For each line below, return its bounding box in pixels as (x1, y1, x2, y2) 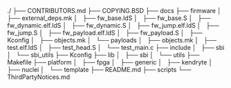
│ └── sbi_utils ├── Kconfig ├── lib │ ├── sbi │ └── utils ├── (7, 51, 200, 59)
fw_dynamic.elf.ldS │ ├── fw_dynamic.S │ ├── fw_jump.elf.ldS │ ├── (7, 21, 219, 29)
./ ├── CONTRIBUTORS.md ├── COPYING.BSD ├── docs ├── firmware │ (7, 7, 221, 15)
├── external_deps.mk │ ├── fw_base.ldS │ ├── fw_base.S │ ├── (7, 14, 211, 22)
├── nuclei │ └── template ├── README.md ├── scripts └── (7, 66, 192, 73)
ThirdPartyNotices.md (7, 73, 71, 81)
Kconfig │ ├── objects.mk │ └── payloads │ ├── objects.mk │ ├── (7, 36, 217, 44)
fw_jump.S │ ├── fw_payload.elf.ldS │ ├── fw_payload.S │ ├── (7, 28, 203, 37)
